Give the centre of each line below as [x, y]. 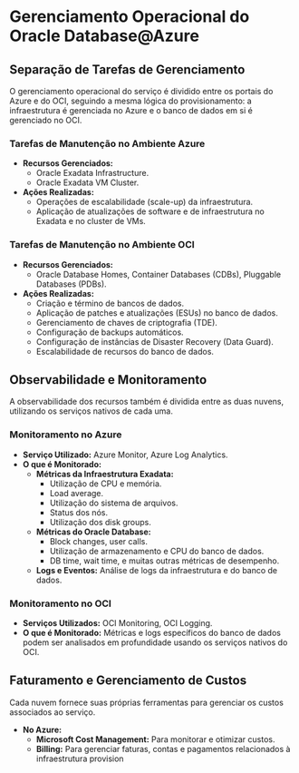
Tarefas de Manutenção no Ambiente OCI [102, 245]
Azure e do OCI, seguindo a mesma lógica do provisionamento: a [130, 101]
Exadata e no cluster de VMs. [91, 221]
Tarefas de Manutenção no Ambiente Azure [107, 143]
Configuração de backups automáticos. [110, 332]
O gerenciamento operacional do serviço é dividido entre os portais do [141, 91]
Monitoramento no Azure [66, 435]
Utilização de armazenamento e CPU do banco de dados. [157, 551]
